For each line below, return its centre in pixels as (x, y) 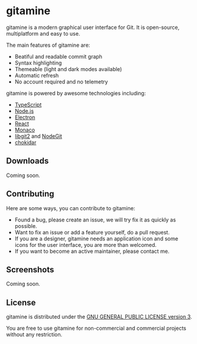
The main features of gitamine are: (48, 45)
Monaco (25, 130)
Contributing (30, 194)
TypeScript (28, 104)
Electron (25, 117)
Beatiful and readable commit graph (58, 56)
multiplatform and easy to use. (43, 33)
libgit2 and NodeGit (38, 136)
